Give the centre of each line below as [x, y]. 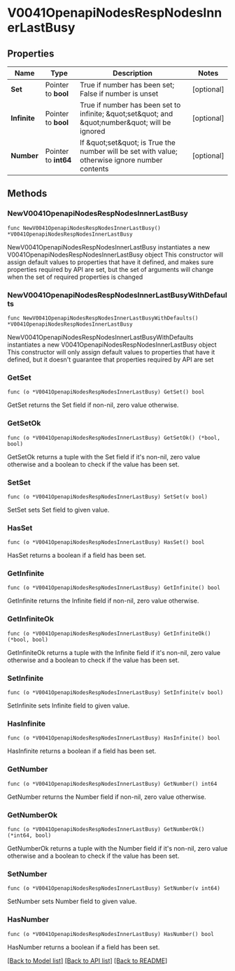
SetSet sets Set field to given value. [58, 510]
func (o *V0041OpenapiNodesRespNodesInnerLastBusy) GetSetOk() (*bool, [114, 438]
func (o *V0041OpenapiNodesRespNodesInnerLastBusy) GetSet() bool [106, 392]
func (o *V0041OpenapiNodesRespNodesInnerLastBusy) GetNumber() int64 [112, 784]
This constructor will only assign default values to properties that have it [111, 352]
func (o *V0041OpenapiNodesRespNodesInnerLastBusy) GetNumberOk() [106, 829]
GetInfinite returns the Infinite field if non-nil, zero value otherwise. [103, 601]
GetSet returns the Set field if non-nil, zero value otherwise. [93, 405]
